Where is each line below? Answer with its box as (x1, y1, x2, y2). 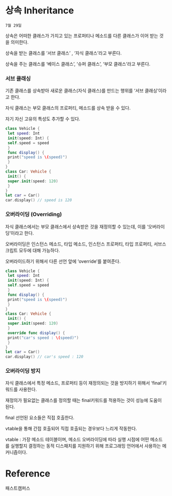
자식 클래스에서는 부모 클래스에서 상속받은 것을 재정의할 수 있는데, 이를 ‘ (5, 223, 148, 230)
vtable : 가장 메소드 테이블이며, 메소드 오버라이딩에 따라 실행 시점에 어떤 (5, 436, 149, 443)
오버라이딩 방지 (5, 368, 41, 375)
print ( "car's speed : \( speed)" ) (7, 335, 79, 340)
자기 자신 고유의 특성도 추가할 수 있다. (5, 116, 80, 122)
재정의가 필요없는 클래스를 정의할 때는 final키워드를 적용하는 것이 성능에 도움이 (5, 397, 162, 404)
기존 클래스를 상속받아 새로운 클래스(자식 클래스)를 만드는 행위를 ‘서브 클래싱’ (5, 88, 159, 94)
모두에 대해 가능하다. (18, 247, 60, 253)
